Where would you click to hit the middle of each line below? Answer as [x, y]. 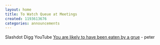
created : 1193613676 [26, 19]
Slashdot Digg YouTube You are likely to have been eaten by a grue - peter [80, 37]
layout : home [18, 10]
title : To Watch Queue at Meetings [41, 14]
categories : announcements [32, 23]
